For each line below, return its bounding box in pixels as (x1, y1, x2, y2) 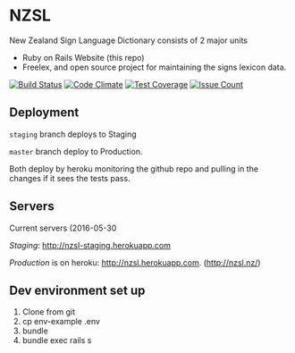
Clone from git (21, 307, 76, 317)
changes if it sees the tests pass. (9, 172, 131, 183)
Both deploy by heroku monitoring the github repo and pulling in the (9, 163, 259, 174)
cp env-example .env (21, 316, 101, 327)
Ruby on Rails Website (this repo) (21, 52, 145, 63)
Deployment (9, 105, 80, 121)
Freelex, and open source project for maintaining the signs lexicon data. (21, 62, 287, 72)
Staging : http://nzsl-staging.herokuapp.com (9, 240, 172, 250)
